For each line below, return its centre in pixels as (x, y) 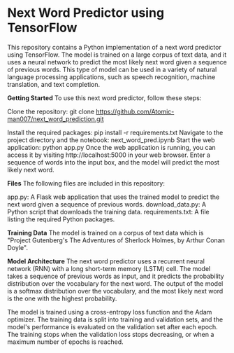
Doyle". (17, 247)
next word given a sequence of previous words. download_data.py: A (107, 204)
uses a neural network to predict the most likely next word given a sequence (117, 62)
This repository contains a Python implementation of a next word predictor (114, 47)
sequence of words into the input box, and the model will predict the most (114, 162)
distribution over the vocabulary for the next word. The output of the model (115, 283)
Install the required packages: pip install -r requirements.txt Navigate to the (115, 132)
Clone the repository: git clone (51, 111)
